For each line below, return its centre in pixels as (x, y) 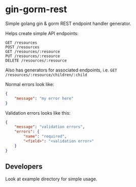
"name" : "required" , (45, 137)
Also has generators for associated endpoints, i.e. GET (61, 70)
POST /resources (22, 47)
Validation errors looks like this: (38, 113)
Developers (24, 167)
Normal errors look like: (30, 84)
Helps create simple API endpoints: (42, 33)
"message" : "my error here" (44, 98)
